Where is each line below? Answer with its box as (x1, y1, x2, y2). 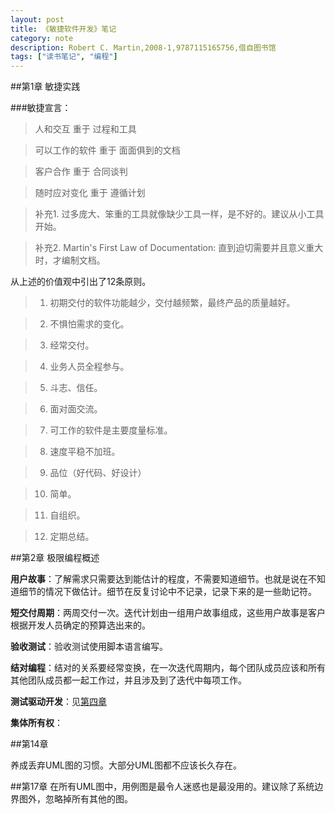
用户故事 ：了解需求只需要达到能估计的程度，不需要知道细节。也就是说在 (10, 573, 308, 585)
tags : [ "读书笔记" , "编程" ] (10, 52, 118, 62)
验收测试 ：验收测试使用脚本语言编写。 (10, 641, 168, 653)
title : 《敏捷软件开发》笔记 (10, 24, 117, 34)
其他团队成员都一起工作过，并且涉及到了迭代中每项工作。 (10, 674, 247, 686)
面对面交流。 (49, 403, 103, 415)
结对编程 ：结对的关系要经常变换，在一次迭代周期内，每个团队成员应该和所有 (10, 662, 326, 674)
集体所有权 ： (10, 717, 63, 729)
